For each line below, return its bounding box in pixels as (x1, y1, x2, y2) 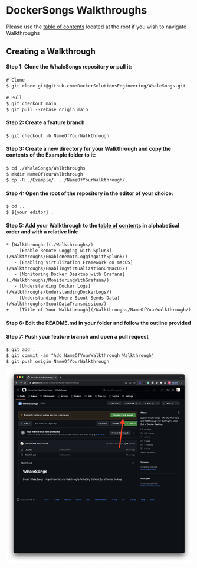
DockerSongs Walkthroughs (6, 4, 147, 17)
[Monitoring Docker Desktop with (19, 271, 101, 278)
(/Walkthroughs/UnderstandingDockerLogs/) (6, 289, 112, 296)
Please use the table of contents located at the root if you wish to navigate (6, 23, 187, 30)
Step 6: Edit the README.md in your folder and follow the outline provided (6, 319, 192, 326)
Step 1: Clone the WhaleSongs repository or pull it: (6, 63, 132, 70)
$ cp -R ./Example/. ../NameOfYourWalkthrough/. (6, 177, 128, 183)
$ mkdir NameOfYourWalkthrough (6, 171, 83, 177)
